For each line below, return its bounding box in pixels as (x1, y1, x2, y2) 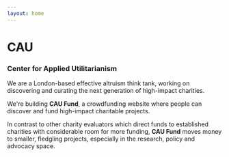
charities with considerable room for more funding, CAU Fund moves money (7, 128, 222, 136)
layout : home (7, 10, 44, 17)
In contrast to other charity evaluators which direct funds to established (7, 120, 209, 128)
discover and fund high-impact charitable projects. (7, 107, 150, 115)
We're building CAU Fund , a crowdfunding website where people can (7, 100, 202, 108)
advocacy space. (7, 142, 56, 150)
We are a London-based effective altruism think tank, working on (7, 79, 190, 87)
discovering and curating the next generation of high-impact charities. (7, 87, 205, 95)
